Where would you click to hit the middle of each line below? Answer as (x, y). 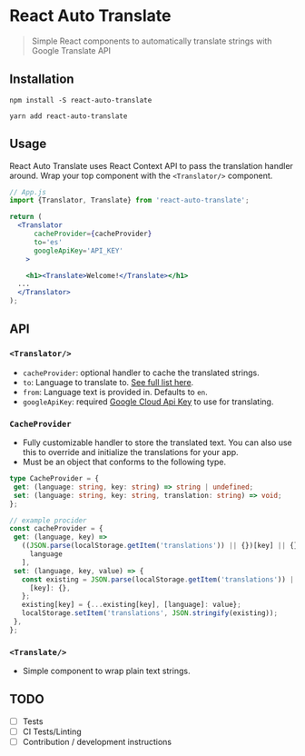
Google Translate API (71, 50)
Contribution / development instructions (97, 742)
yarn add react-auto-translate (69, 116)
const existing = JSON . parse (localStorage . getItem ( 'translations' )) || (160, 579)
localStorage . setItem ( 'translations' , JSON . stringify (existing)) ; (150, 613)
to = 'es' (48, 242)
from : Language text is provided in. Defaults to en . (115, 392)
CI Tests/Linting (52, 731)
